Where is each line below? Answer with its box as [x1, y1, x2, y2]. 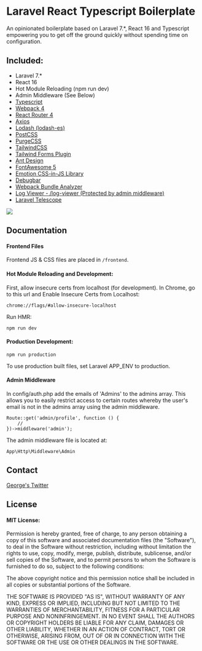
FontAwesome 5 [15, 163, 56, 170]
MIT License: [6, 516, 41, 524]
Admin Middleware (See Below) [15, 91, 95, 99]
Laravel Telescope [15, 195, 62, 203]
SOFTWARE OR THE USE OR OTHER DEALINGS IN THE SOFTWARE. [6, 639, 179, 646]
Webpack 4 [15, 105, 45, 112]
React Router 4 [15, 111, 53, 118]
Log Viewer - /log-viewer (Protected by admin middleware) [15, 189, 165, 197]
